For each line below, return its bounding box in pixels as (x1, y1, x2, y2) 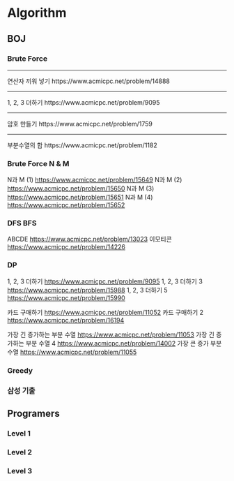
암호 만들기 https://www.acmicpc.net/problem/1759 (7, 119, 153, 128)
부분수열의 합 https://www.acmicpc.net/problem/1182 (7, 141, 158, 149)
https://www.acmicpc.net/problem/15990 (7, 293, 125, 302)
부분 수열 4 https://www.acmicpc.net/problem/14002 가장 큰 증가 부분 (25, 339, 222, 347)
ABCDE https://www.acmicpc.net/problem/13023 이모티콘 (7, 235, 172, 244)
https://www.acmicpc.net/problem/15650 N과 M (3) (7, 184, 155, 193)
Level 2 (7, 447, 33, 457)
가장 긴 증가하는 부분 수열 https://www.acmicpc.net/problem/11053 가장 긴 (7, 330, 214, 339)
